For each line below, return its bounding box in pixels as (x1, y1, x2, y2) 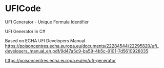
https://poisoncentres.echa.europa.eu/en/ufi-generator (5, 57, 116, 63)
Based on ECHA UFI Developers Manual (5, 37, 85, 44)
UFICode (5, 3, 41, 14)
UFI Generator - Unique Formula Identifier (5, 19, 89, 25)
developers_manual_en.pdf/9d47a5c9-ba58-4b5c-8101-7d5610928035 (5, 48, 149, 54)
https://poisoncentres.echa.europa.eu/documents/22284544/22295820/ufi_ (5, 43, 159, 49)
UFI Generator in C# (5, 28, 45, 34)
